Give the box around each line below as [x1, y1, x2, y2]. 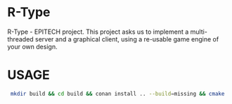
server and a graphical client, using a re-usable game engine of [34, 34, 219, 43]
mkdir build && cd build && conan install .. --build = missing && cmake [10, 90, 225, 97]
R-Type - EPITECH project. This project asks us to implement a [7, 27, 189, 36]
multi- [190, 27, 207, 36]
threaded [7, 34, 34, 43]
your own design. [7, 42, 58, 51]
